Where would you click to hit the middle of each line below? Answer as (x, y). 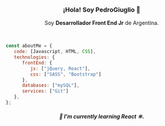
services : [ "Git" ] (45, 91)
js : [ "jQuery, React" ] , (60, 68)
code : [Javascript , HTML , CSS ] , (55, 52)
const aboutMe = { (29, 46)
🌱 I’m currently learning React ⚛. (102, 116)
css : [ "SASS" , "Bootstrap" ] (66, 74)
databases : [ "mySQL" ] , (51, 86)
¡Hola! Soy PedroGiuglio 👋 (102, 10)
